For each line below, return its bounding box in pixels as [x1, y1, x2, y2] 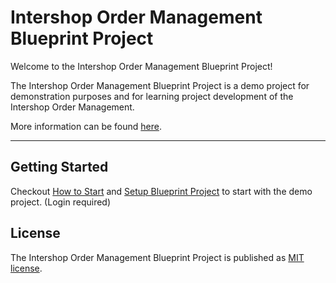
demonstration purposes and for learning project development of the [10, 90, 294, 102]
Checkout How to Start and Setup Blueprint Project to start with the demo [10, 185, 313, 197]
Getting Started [10, 159, 109, 176]
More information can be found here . [10, 120, 162, 132]
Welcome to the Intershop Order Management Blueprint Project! [10, 60, 273, 72]
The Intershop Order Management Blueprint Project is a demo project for [10, 79, 310, 91]
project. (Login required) [10, 196, 112, 208]
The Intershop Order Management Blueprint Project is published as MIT [10, 251, 305, 263]
